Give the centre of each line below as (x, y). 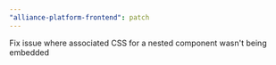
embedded (29, 52)
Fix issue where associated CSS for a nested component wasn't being (138, 43)
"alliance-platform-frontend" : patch (79, 17)
